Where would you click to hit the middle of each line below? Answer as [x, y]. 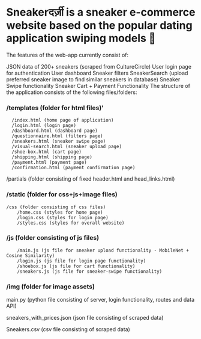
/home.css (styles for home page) [60, 212]
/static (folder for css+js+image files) [62, 194]
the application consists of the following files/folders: [72, 92]
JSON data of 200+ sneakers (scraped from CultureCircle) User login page [99, 66]
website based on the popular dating [100, 26]
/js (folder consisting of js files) [53, 238]
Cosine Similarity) [31, 255]
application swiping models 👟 [81, 38]
